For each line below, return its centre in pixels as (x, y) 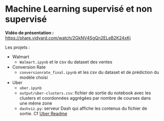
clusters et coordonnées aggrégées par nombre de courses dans (85, 98)
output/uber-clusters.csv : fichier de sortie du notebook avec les (85, 93)
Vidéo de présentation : (29, 33)
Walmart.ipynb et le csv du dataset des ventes (66, 62)
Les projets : (18, 47)
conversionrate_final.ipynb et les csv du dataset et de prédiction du (89, 72)
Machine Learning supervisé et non (79, 9)
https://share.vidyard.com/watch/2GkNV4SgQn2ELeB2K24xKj (68, 38)
